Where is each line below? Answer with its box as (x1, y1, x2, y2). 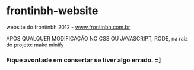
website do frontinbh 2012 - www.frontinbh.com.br (6, 24, 131, 31)
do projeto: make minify (6, 41, 64, 48)
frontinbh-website (6, 4, 98, 18)
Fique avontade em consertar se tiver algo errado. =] (6, 56, 161, 64)
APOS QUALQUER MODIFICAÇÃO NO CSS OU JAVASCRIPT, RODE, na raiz (6, 35, 189, 42)
